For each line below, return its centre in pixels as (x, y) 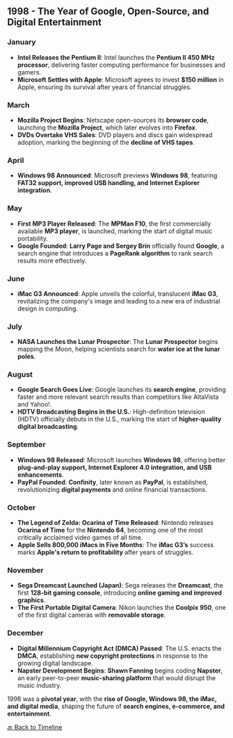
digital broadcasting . (48, 427)
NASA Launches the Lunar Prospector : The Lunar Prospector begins (118, 342)
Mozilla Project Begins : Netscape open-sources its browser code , (113, 120)
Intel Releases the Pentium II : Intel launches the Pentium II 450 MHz (116, 57)
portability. (33, 238)
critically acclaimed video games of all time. (80, 537)
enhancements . (40, 474)
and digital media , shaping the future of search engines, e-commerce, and (116, 706)
